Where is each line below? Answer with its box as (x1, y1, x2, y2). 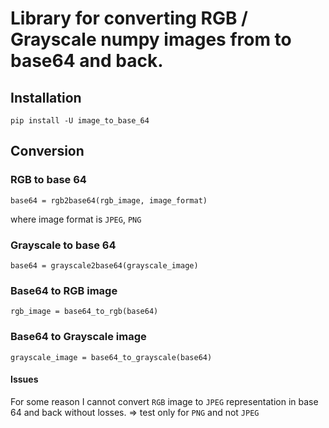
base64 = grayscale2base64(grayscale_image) (10, 260, 199, 271)
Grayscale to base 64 (10, 238, 117, 252)
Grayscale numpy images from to (10, 28, 292, 51)
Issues (10, 373, 39, 386)
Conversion (10, 143, 85, 160)
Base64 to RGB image (10, 283, 118, 297)
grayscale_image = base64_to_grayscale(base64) (10, 352, 213, 362)
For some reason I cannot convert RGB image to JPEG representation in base (10, 395, 319, 407)
